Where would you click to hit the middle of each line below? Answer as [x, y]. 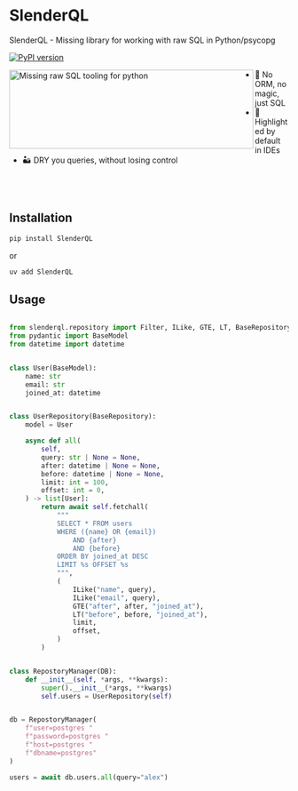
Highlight [271, 122]
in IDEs [268, 150]
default [268, 140]
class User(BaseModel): [53, 368]
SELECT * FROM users [94, 523]
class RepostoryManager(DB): [63, 671]
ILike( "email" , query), [117, 598]
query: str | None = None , [91, 457]
